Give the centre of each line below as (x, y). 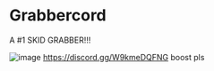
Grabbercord (58, 16)
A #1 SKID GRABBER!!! (50, 40)
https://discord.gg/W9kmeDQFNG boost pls (124, 57)
